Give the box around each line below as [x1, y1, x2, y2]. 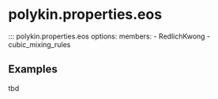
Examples [8, 63, 58, 76]
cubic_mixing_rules [8, 39, 71, 49]
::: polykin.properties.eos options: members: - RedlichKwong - [8, 31, 211, 41]
